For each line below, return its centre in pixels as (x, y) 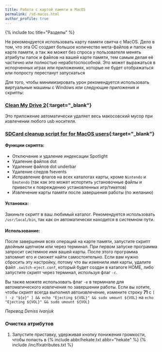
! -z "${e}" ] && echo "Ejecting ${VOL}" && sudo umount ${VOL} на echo (79, 297)
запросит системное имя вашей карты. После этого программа (72, 252)
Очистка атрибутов (29, 324)
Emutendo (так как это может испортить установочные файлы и (77, 182)
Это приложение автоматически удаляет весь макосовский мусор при (79, 116)
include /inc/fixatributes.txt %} (43, 345)
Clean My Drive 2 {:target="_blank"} (49, 105)
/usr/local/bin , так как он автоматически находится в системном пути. (80, 219)
